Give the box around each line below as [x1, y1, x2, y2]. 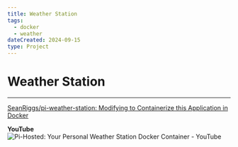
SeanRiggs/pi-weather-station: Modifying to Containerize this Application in [7, 103, 228, 112]
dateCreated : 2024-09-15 [7, 37, 81, 44]
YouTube [7, 124, 34, 133]
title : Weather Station [7, 10, 78, 18]
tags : [7, 17, 23, 24]
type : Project [7, 43, 50, 50]
